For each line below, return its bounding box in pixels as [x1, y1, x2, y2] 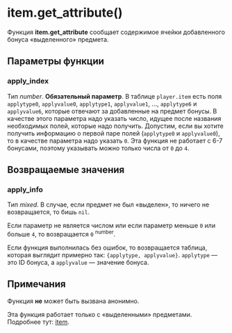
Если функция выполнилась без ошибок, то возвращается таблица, [7, 243, 208, 252]
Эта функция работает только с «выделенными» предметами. [7, 310, 192, 318]
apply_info [7, 184, 44, 194]
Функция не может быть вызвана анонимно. [7, 297, 140, 305]
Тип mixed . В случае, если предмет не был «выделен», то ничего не [7, 200, 210, 209]
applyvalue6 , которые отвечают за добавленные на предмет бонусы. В [7, 106, 217, 115]
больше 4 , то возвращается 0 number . [7, 229, 116, 238]
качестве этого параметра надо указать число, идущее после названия [7, 114, 222, 122]
